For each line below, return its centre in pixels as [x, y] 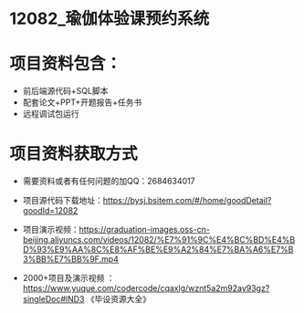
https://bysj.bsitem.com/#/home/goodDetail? [187, 201]
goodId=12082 [50, 211]
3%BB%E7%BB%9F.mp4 [70, 259]
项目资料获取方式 [74, 154]
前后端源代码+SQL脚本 [65, 91]
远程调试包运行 [51, 114]
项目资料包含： [66, 64]
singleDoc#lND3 [53, 299]
